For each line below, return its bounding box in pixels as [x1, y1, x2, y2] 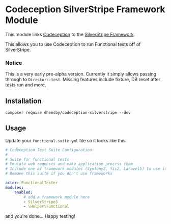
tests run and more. [5, 82, 47, 88]
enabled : [14, 190, 33, 195]
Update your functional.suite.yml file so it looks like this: [5, 137, 127, 143]
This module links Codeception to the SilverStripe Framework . [5, 31, 135, 37]
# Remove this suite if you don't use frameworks [5, 171, 113, 177]
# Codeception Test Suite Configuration [5, 147, 93, 153]
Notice [5, 59, 22, 66]
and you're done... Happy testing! [5, 213, 75, 219]
